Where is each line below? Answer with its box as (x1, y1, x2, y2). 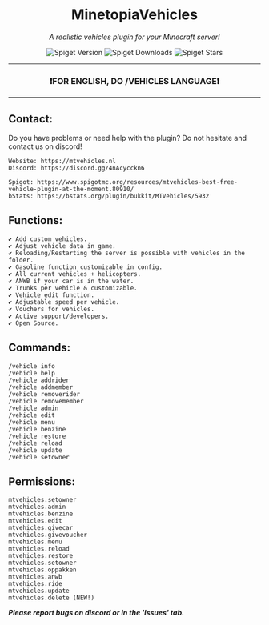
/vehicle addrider (8, 376, 70, 384)
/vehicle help (8, 369, 56, 377)
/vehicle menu (8, 418, 56, 426)
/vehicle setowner (8, 453, 70, 461)
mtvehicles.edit (8, 517, 62, 525)
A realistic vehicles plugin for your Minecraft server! (49, 32, 220, 42)
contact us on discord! (8, 142, 82, 151)
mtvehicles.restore (8, 552, 74, 560)
